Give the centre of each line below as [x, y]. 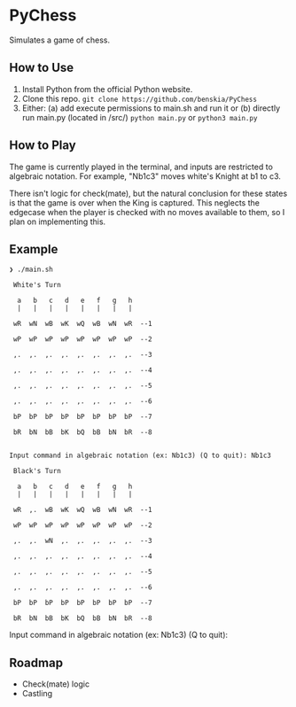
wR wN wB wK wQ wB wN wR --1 [82, 324]
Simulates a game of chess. [60, 40]
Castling [37, 694]
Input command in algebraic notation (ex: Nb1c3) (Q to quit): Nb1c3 [140, 456]
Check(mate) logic [56, 684]
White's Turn [37, 285]
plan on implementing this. [58, 221]
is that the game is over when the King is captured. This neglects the [134, 202]
